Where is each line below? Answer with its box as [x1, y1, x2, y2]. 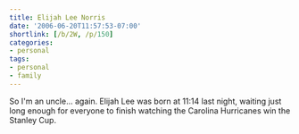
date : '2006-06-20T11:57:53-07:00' [9, 21, 142, 30]
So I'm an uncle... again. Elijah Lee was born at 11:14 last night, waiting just [9, 96, 282, 106]
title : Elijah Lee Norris [9, 13, 105, 22]
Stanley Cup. [9, 114, 56, 125]
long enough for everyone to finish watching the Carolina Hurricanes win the [9, 105, 291, 116]
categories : [9, 38, 54, 47]
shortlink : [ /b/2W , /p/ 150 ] [9, 29, 114, 38]
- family [9, 71, 42, 80]
